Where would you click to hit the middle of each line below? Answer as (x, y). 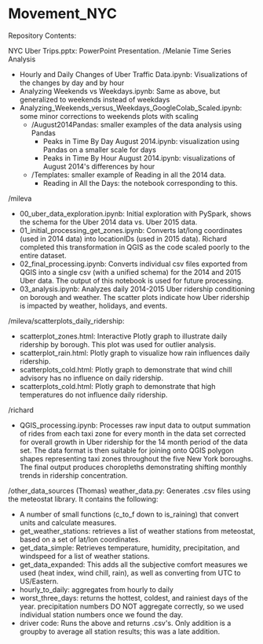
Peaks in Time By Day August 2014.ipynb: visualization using (141, 141)
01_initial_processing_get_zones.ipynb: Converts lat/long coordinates (131, 230)
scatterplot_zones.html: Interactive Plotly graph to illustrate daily (123, 336)
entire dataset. (43, 255)
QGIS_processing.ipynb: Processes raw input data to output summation (135, 425)
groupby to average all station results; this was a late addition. (120, 631)
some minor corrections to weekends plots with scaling (109, 116)
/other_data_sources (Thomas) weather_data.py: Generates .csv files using (130, 490)
